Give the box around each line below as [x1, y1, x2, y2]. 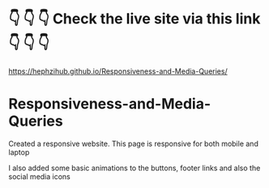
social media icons [8, 171, 70, 182]
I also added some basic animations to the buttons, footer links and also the [8, 163, 261, 173]
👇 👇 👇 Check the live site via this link [8, 10, 261, 28]
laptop [8, 147, 30, 157]
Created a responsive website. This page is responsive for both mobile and [8, 139, 259, 148]
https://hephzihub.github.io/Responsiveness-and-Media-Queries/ [8, 66, 228, 76]
